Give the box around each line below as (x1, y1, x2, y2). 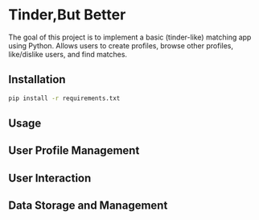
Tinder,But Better (8, 6, 126, 24)
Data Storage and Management (8, 199, 168, 213)
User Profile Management (8, 143, 140, 158)
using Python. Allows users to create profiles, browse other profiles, (8, 40, 234, 50)
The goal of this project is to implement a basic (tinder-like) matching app (8, 32, 252, 42)
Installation (8, 73, 66, 86)
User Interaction (8, 171, 92, 185)
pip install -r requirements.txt (8, 94, 121, 102)
